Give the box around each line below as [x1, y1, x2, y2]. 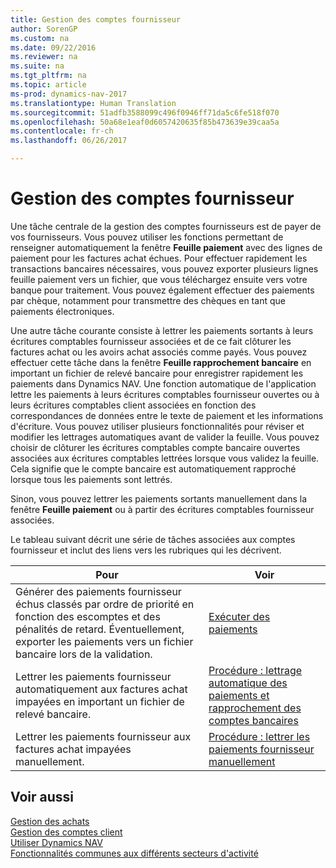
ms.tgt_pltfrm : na [10, 71, 87, 81]
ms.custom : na [10, 33, 70, 43]
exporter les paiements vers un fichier [15, 634, 194, 648]
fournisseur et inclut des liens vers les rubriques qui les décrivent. [10, 544, 282, 556]
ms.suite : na [10, 61, 65, 71]
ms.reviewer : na [10, 52, 78, 62]
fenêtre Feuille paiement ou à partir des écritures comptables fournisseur [10, 503, 315, 515]
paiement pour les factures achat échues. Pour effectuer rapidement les [10, 252, 308, 264]
